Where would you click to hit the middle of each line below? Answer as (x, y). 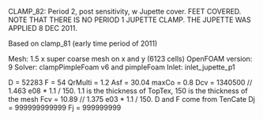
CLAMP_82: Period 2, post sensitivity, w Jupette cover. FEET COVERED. (125, 11)
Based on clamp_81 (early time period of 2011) (83, 43)
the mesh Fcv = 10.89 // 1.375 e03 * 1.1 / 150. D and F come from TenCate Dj (131, 99)
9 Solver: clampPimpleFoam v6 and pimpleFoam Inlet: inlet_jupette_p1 (122, 67)
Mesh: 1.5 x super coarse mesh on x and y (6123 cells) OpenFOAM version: (130, 59)
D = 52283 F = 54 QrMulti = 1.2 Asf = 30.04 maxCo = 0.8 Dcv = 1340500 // (130, 82)
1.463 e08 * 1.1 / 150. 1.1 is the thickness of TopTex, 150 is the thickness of (128, 91)
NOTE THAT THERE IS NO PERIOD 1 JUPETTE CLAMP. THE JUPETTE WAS (130, 20)
